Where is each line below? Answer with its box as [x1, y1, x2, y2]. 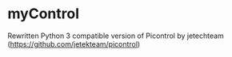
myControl [7, 5, 79, 23]
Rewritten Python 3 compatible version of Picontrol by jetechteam [7, 31, 225, 40]
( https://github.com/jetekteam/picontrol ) [7, 39, 141, 48]
